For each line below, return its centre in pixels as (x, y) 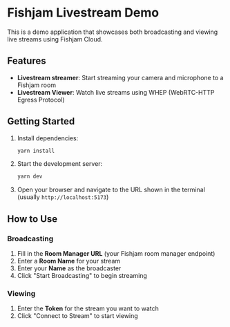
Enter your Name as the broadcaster (69, 268)
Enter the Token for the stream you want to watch (88, 308)
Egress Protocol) (41, 100)
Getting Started (41, 121)
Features (27, 61)
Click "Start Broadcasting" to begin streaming (82, 275)
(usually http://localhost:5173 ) (63, 197)
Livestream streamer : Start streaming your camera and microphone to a (120, 77)
